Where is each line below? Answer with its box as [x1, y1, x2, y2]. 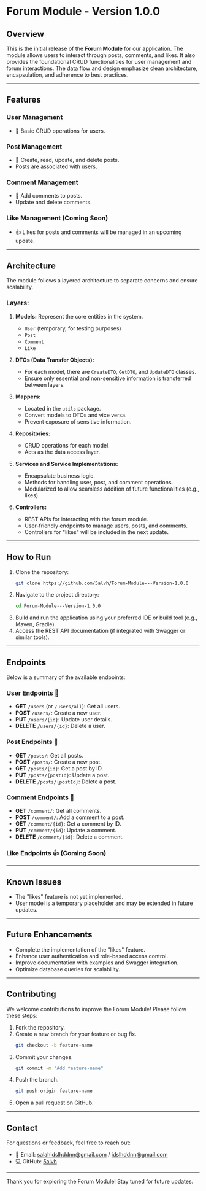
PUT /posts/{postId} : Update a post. [15, 771, 110, 778]
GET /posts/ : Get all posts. [15, 751, 84, 759]
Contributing [6, 989, 56, 999]
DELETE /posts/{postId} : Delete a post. [15, 778, 117, 785]
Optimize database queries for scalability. [15, 965, 121, 972]
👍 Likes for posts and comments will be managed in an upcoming [15, 228, 182, 236]
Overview [6, 29, 45, 39]
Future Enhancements [6, 929, 93, 940]
